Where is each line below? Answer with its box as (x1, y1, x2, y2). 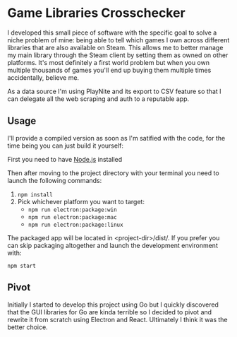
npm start (7, 262, 37, 269)
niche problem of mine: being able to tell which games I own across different (7, 35, 230, 44)
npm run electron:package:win (28, 206, 118, 213)
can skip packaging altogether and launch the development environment (7, 241, 219, 249)
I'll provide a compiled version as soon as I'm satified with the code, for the (7, 134, 226, 142)
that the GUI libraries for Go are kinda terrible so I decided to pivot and (7, 307, 212, 316)
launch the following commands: (7, 176, 102, 184)
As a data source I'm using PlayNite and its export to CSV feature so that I (7, 87, 221, 95)
